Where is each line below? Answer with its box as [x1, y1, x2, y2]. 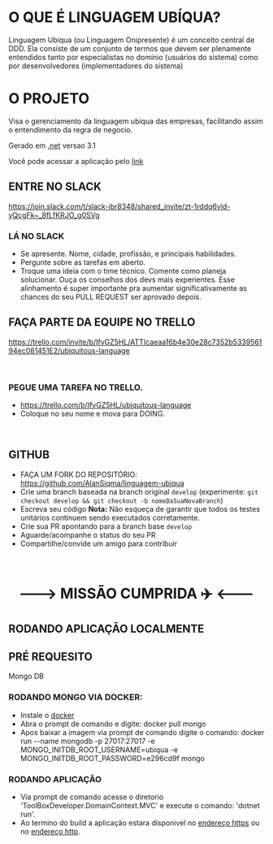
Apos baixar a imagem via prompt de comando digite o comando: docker [19, 727, 265, 737]
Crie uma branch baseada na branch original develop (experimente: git [19, 487, 258, 496]
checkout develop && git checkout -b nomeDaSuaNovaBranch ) [19, 496, 223, 505]
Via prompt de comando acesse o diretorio [19, 792, 164, 802]
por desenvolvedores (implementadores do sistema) [8, 61, 184, 71]
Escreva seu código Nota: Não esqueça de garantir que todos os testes [19, 504, 261, 513]
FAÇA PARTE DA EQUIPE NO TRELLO [8, 315, 196, 329]
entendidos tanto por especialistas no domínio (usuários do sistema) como [8, 52, 258, 62]
